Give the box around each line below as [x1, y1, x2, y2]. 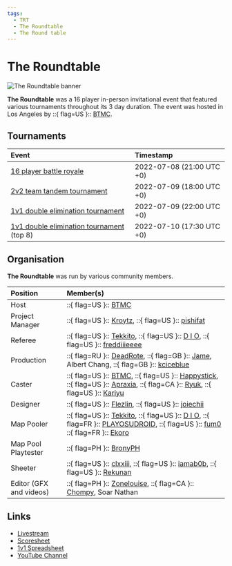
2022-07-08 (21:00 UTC [134, 162, 221, 171]
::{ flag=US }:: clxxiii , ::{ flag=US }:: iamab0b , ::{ [66, 458, 217, 468]
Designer [10, 399, 40, 409]
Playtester [10, 447, 43, 457]
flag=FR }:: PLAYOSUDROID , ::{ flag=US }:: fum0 [66, 419, 222, 429]
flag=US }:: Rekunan [66, 467, 132, 477]
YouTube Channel [17, 551, 68, 559]
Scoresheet [17, 536, 50, 545]
